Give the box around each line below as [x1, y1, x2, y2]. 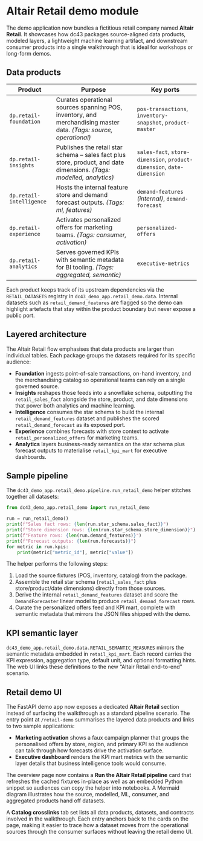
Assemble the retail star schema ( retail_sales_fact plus [14, 578, 157, 586]
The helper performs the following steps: [6, 560, 108, 568]
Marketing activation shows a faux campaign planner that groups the [14, 734, 189, 741]
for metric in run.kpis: [6, 543, 69, 550]
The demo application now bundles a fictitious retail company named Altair [6, 24, 194, 31]
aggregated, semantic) [56, 270, 121, 279]
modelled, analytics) [56, 173, 114, 182]
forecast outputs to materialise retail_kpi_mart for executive [14, 447, 167, 454]
